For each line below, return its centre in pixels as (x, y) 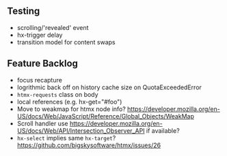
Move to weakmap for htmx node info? (71, 109)
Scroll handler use (42, 123)
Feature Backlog (43, 64)
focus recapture (40, 80)
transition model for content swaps (66, 42)
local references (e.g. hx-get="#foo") (69, 102)
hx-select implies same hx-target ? (66, 138)
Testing (24, 11)
